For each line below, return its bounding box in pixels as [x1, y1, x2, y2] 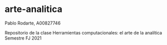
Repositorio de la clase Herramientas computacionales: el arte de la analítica [4, 29, 162, 35]
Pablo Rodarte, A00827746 [4, 20, 61, 26]
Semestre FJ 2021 [4, 35, 42, 41]
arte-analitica [4, 3, 62, 15]
